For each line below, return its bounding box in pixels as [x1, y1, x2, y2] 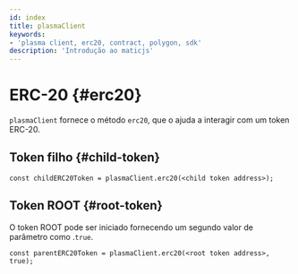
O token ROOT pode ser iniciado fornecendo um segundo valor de [9, 221, 253, 233]
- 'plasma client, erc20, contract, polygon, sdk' [9, 38, 202, 47]
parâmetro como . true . [9, 231, 94, 242]
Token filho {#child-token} [9, 150, 161, 166]
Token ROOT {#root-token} [9, 198, 163, 213]
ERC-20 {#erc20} [9, 85, 142, 106]
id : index [9, 13, 47, 22]
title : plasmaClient [9, 21, 87, 30]
